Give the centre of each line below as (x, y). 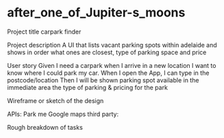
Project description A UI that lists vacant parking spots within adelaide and (112, 45)
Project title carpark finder (44, 32)
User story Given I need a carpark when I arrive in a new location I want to (112, 65)
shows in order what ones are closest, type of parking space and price (107, 52)
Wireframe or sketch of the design (55, 100)
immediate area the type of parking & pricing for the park (87, 87)
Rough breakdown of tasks (45, 127)
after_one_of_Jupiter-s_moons (96, 13)
